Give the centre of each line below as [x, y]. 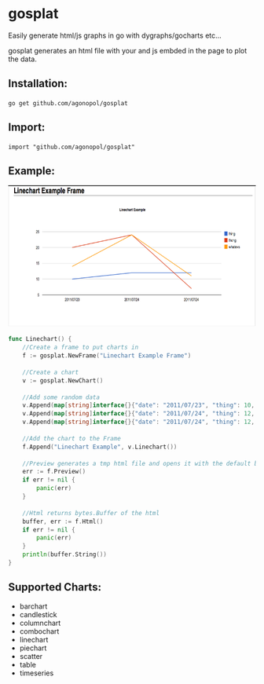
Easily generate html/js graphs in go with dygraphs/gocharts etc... [115, 35]
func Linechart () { [40, 339]
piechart [33, 648]
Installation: [38, 84]
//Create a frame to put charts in [81, 347]
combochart [39, 631]
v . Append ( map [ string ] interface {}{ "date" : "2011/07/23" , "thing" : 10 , [139, 405]
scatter [31, 656]
